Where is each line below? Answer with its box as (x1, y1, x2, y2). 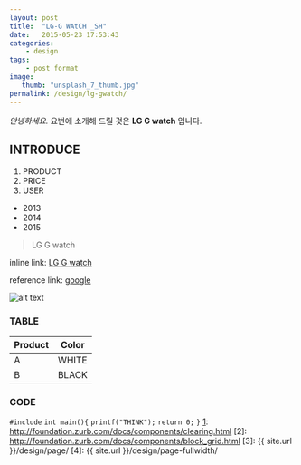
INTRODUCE (9, 141, 80, 157)
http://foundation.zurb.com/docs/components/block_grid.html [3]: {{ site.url (9, 435, 292, 446)
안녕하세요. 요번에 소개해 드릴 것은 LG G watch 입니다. (9, 115, 202, 126)
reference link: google (9, 275, 91, 286)
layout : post (9, 13, 59, 23)
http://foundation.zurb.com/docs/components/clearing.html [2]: (9, 425, 247, 436)
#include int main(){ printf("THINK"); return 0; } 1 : (9, 416, 209, 427)
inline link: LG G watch (9, 257, 92, 268)
